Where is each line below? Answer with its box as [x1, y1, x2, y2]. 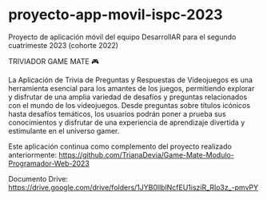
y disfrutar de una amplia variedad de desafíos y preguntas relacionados [8, 92, 248, 102]
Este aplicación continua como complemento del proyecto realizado [8, 142, 232, 151]
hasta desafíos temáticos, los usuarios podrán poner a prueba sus [8, 109, 226, 118]
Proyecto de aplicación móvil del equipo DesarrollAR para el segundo [8, 32, 237, 42]
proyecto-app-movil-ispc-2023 [8, 6, 223, 24]
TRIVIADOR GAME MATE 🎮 [8, 56, 100, 66]
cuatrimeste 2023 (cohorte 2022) [8, 40, 118, 50]
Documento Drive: [8, 174, 68, 183]
